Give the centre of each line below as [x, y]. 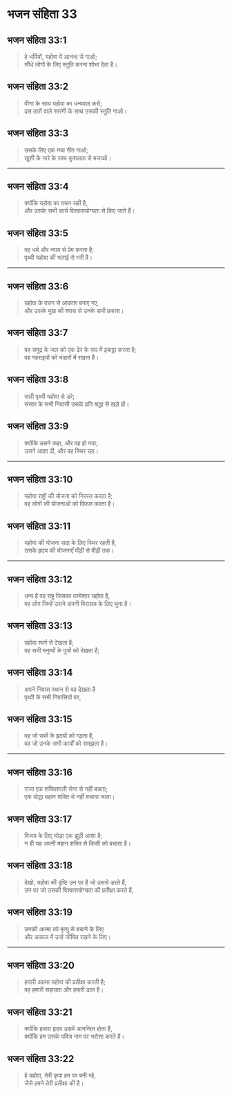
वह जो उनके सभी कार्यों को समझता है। [66, 744]
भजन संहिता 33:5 [38, 233]
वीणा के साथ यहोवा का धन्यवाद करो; [63, 103]
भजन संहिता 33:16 [40, 772]
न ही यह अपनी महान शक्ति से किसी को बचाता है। [77, 843]
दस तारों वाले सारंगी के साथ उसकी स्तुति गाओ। [76, 111]
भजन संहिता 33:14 [40, 673]
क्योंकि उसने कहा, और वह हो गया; [61, 443]
